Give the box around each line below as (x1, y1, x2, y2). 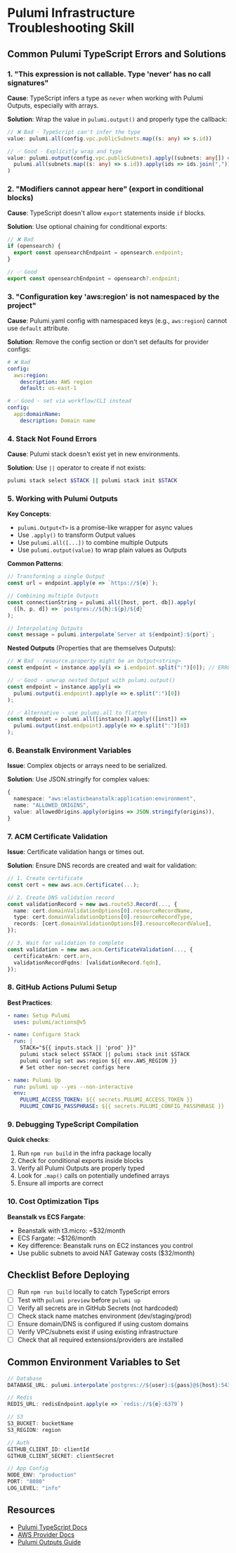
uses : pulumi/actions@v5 (13, 1019, 86, 1026)
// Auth (7, 1439, 30, 1446)
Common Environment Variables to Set (7, 1357, 181, 1369)
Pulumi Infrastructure (7, 5, 136, 21)
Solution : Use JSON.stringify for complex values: (7, 775, 150, 784)
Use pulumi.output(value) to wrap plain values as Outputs (17, 546, 188, 554)
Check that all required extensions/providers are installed (17, 1335, 183, 1344)
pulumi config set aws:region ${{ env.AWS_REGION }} (20, 1057, 178, 1064)
